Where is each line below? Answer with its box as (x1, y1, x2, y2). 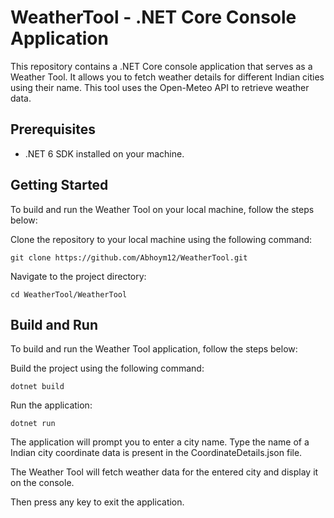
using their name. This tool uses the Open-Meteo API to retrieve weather (10, 81, 310, 93)
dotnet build (10, 382, 65, 392)
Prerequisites (10, 121, 96, 138)
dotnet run (10, 419, 56, 429)
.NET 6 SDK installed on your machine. (24, 147, 185, 160)
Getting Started (10, 177, 109, 194)
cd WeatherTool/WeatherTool (10, 289, 128, 300)
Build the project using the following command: (10, 362, 205, 375)
